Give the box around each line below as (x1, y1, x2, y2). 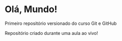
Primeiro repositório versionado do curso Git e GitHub (5, 20, 117, 26)
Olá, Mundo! (5, 4, 58, 15)
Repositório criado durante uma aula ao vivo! (5, 30, 98, 36)
